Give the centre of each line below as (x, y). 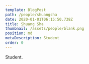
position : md (19, 33)
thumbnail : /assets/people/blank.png (45, 29)
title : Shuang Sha (24, 24)
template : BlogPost (26, 10)
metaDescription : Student (32, 38)
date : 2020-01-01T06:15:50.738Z (39, 19)
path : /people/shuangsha (31, 15)
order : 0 (14, 43)
